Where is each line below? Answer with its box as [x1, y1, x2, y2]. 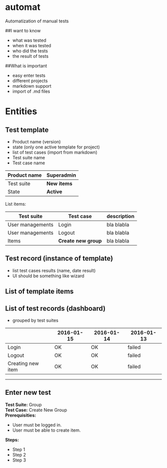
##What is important [5, 63, 47, 69]
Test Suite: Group [5, 401, 42, 407]
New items [46, 180, 73, 187]
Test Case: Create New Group [5, 407, 67, 413]
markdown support [12, 83, 52, 89]
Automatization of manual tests [5, 18, 69, 24]
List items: [5, 201, 26, 207]
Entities [5, 106, 37, 117]
